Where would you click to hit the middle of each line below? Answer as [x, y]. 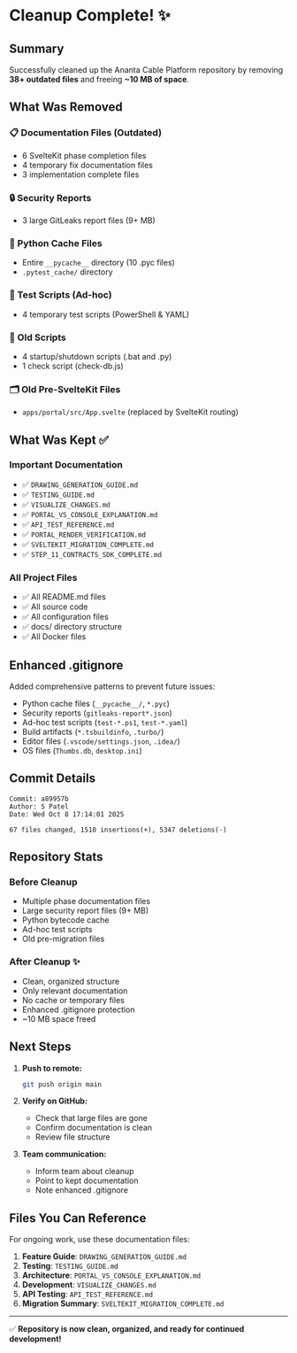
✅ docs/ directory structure [72, 627]
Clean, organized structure [71, 981]
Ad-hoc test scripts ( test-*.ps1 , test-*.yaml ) [105, 722]
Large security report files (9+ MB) [85, 911]
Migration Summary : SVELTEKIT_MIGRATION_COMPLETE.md [123, 1303]
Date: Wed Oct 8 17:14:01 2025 [67, 814]
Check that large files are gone [91, 1118]
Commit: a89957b [39, 799]
